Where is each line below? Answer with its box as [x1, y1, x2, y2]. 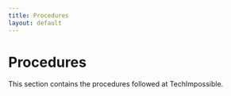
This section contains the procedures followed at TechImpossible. [8, 79, 224, 89]
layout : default [8, 19, 62, 27]
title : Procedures [8, 11, 69, 20]
